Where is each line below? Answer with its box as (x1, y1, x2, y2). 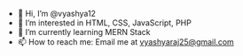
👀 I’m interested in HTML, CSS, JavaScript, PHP (17, 17, 192, 28)
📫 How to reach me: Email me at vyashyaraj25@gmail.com (17, 37, 235, 47)
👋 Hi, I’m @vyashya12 (17, 9, 96, 18)
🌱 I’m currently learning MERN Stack (17, 27, 151, 37)
